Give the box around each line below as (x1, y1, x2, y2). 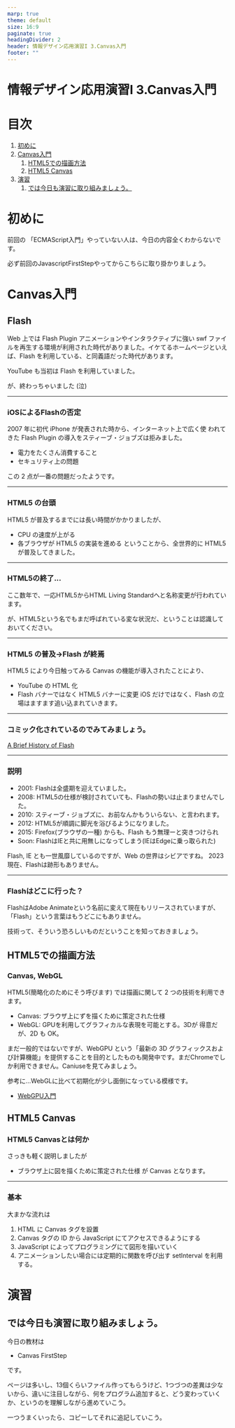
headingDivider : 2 (7, 37, 61, 44)
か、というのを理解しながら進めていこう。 (7, 1398, 129, 1406)
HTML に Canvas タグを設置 (17, 1224, 99, 1233)
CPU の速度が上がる (17, 530, 76, 538)
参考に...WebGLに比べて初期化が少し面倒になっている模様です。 (7, 1076, 192, 1085)
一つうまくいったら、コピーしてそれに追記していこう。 (7, 1413, 166, 1422)
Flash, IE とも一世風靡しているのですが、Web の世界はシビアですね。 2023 (7, 851, 224, 860)
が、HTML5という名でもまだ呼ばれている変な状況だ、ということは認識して (7, 614, 224, 623)
